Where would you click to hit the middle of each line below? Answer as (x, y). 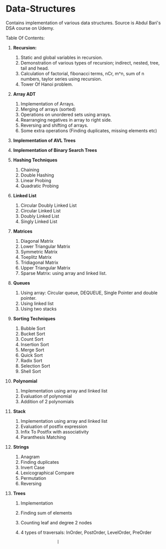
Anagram (30, 457)
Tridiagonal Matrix (39, 262)
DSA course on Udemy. (30, 28)
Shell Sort (31, 371)
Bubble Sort (33, 328)
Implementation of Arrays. (48, 103)
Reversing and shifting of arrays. (54, 125)
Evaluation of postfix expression (54, 426)
